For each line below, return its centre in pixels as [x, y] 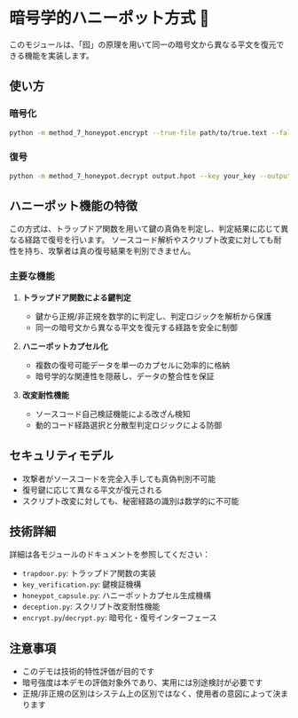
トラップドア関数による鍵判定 [76, 297]
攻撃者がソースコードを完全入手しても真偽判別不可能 [118, 478]
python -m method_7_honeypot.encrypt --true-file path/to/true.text [138, 133]
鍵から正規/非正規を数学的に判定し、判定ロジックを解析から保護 [153, 316]
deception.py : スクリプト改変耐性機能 [91, 607]
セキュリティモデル [61, 456]
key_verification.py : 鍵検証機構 [82, 584]
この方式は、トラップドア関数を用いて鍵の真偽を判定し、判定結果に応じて [145, 229]
